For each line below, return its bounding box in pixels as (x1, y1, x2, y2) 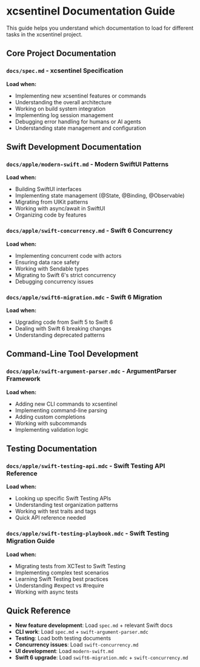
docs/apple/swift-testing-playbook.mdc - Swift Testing (6, 529, 170, 538)
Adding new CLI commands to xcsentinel (15, 400, 118, 407)
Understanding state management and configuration (15, 124, 147, 132)
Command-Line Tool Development (6, 349, 139, 359)
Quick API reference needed (15, 514, 86, 521)
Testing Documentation (6, 443, 97, 454)
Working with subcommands (15, 420, 87, 427)
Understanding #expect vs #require (15, 582, 104, 589)
